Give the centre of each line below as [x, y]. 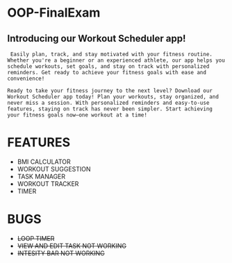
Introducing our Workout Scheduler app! [97, 39]
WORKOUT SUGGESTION [54, 169]
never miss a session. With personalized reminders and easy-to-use [108, 103]
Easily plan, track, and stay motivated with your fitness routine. [111, 54]
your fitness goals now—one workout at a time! [77, 115]
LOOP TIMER [36, 238]
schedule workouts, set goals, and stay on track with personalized [108, 67]
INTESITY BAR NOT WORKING [61, 253]
